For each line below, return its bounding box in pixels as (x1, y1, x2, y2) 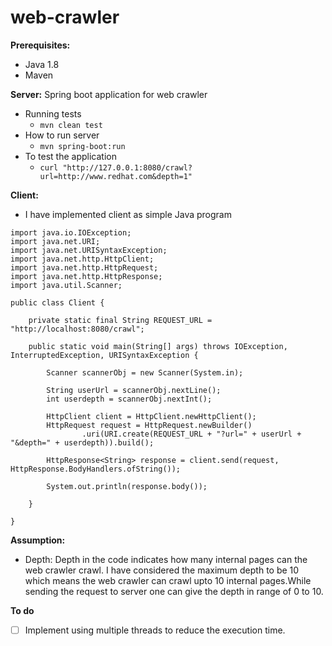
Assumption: (10, 534, 66, 546)
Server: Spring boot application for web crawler (10, 88, 208, 100)
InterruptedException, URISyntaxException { (10, 350, 199, 360)
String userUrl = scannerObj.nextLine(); (46, 385, 222, 395)
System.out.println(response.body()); (46, 481, 208, 491)
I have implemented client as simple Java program (24, 208, 232, 220)
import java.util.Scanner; (10, 280, 123, 290)
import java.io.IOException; (10, 227, 132, 238)
